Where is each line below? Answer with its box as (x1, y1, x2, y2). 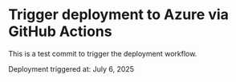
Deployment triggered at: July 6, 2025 (8, 64, 135, 73)
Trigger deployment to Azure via (8, 6, 229, 24)
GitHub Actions (8, 22, 112, 41)
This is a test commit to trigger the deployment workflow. (8, 49, 197, 58)
